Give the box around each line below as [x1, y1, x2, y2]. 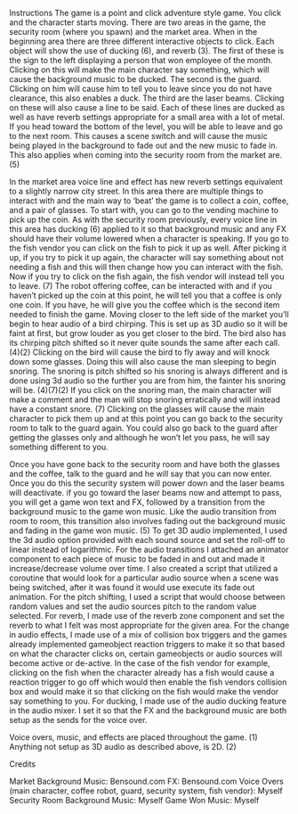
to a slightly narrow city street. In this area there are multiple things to [9, 186, 264, 196]
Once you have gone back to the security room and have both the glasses [9, 459, 280, 469]
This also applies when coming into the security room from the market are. [9, 150, 283, 160]
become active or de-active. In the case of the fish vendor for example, [9, 658, 270, 668]
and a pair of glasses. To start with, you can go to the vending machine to [9, 205, 278, 215]
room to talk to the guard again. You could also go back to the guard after [9, 423, 278, 433]
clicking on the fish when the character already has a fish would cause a [9, 668, 275, 678]
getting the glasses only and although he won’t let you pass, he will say [9, 432, 270, 442]
